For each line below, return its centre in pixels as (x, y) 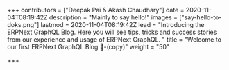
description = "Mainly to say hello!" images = (113, 17)
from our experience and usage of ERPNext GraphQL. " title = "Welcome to (114, 40)
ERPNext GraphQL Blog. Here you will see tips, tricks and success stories (112, 32)
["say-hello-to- (201, 17)
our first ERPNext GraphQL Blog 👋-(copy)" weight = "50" (88, 47)
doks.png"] (23, 25)
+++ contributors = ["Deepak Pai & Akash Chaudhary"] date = (96, 10)
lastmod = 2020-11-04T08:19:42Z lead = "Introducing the (122, 25)
